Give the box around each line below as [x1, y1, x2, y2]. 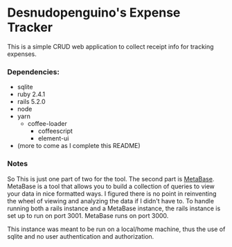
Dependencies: [7, 67, 60, 77]
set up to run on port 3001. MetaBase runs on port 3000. [7, 211, 169, 219]
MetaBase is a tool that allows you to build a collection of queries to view [7, 182, 215, 190]
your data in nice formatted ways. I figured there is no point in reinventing [7, 189, 217, 198]
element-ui [37, 134, 69, 143]
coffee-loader [27, 120, 67, 128]
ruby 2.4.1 [17, 90, 46, 98]
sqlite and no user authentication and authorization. [7, 232, 154, 240]
